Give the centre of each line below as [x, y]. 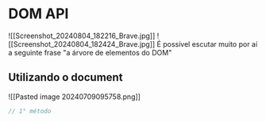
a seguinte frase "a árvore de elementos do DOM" [90, 52]
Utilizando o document [66, 77]
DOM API [39, 14]
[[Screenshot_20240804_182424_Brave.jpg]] [82, 44]
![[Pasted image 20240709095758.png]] [75, 97]
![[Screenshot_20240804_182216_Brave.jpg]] [82, 36]
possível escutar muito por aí [210, 44]
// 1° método [30, 111]
